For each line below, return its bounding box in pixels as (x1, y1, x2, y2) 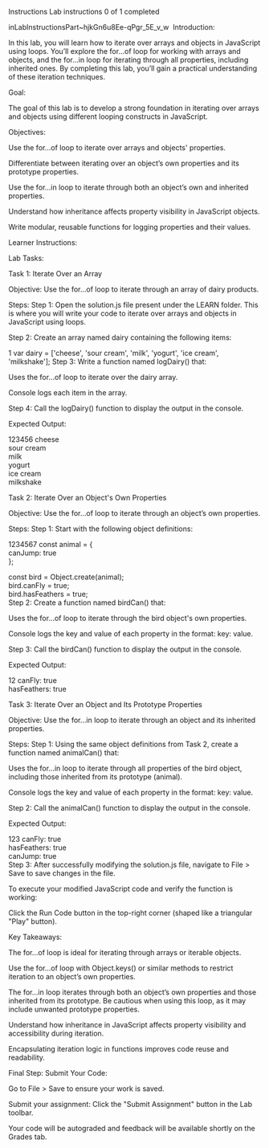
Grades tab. (8, 1132, 47, 1142)
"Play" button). (8, 917, 58, 926)
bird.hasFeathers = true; (8, 590, 88, 599)
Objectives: (8, 128, 46, 137)
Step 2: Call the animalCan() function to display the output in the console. (8, 803, 251, 812)
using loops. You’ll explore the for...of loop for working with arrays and (8, 47, 241, 55)
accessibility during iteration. (8, 1028, 104, 1038)
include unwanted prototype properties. (8, 1004, 141, 1014)
